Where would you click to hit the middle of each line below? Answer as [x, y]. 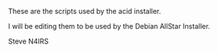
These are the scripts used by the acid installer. [85, 11]
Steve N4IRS [29, 41]
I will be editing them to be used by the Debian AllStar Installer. [109, 26]
